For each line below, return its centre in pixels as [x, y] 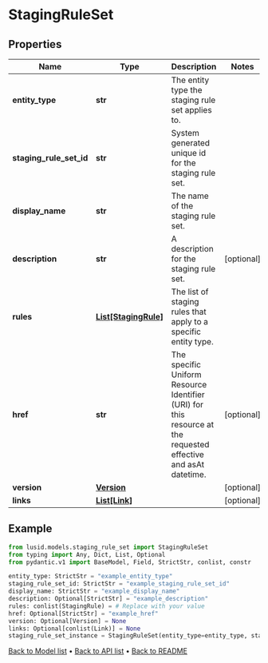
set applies [192, 110]
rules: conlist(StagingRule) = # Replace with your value [106, 606]
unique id [189, 153]
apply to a [190, 322]
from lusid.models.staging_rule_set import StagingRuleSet [108, 547]
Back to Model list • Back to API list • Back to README [98, 651]
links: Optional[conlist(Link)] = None [75, 629]
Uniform [186, 375]
